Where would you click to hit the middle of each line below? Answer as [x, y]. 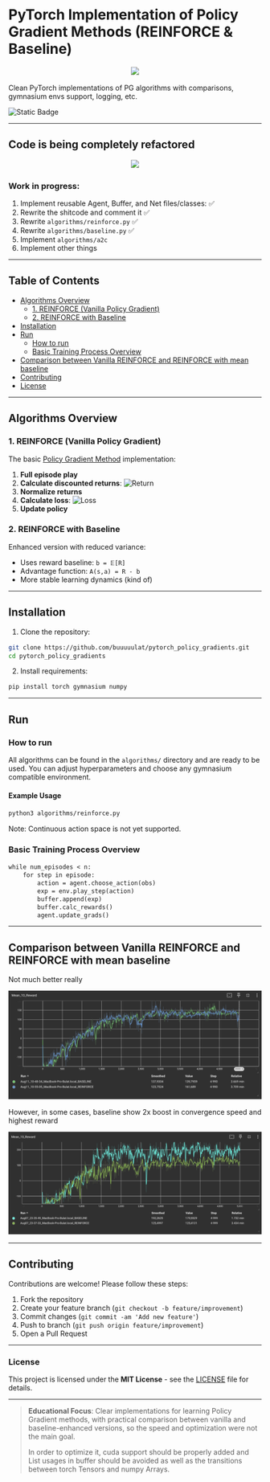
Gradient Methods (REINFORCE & [121, 32]
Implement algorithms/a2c [64, 239]
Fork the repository [52, 1299]
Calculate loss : [45, 500]
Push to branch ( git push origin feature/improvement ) [112, 1324]
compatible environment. [49, 776]
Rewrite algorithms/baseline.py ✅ [77, 231]
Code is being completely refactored [102, 145]
